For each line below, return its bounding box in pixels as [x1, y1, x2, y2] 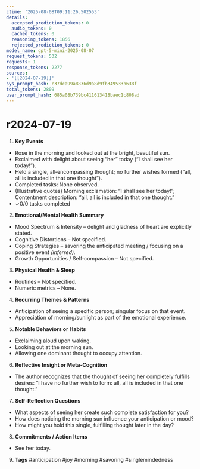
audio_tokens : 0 [11, 25, 52, 32]
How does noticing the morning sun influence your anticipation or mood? [14, 415, 194, 422]
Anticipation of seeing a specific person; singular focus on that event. [14, 307, 186, 314]
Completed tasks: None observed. [14, 180, 99, 188]
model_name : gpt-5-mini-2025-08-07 [6, 48, 95, 54]
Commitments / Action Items [14, 433, 87, 440]
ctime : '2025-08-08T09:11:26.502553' [6, 8, 100, 15]
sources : [6, 70, 28, 76]
